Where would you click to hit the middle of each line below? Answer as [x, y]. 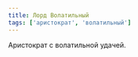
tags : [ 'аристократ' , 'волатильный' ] [70, 23]
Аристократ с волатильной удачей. [67, 45]
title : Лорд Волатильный [49, 15]
